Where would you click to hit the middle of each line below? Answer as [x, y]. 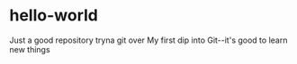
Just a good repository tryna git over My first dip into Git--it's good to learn [148, 40]
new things [30, 49]
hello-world [54, 16]
